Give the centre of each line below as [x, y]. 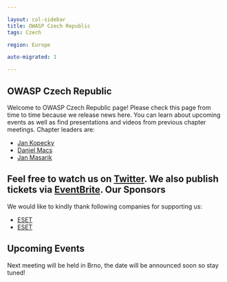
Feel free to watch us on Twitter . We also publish [113, 179]
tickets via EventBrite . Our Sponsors [87, 190]
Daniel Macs [35, 150]
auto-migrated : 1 [32, 57]
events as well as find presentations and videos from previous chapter [107, 122]
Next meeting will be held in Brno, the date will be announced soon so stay [113, 265]
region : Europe [29, 45]
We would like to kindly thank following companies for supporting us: [105, 206]
